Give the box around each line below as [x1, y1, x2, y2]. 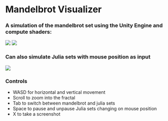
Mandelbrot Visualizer [5, 4, 102, 15]
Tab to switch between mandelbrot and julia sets [12, 100, 115, 106]
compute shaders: [5, 28, 52, 35]
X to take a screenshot [12, 111, 60, 117]
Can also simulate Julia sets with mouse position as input [5, 53, 151, 60]
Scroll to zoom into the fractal [12, 95, 75, 101]
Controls [5, 77, 28, 85]
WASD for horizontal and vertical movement [12, 89, 106, 95]
